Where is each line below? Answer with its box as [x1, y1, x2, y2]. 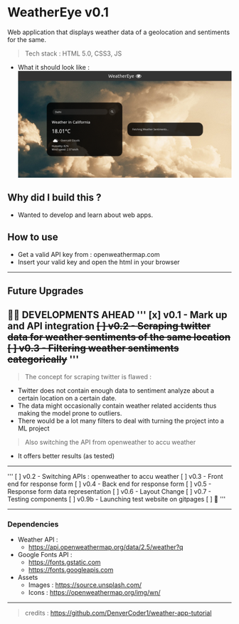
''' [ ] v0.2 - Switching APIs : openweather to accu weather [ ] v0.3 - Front [7, 472, 223, 480]
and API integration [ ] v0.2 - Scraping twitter [7, 320, 211, 332]
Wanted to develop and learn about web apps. [17, 211, 154, 219]
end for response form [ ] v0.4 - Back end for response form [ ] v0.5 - [7, 480, 212, 488]
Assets [17, 573, 38, 582]
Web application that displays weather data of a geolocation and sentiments [7, 28, 230, 36]
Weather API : [17, 535, 58, 544]
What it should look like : [17, 63, 90, 71]
